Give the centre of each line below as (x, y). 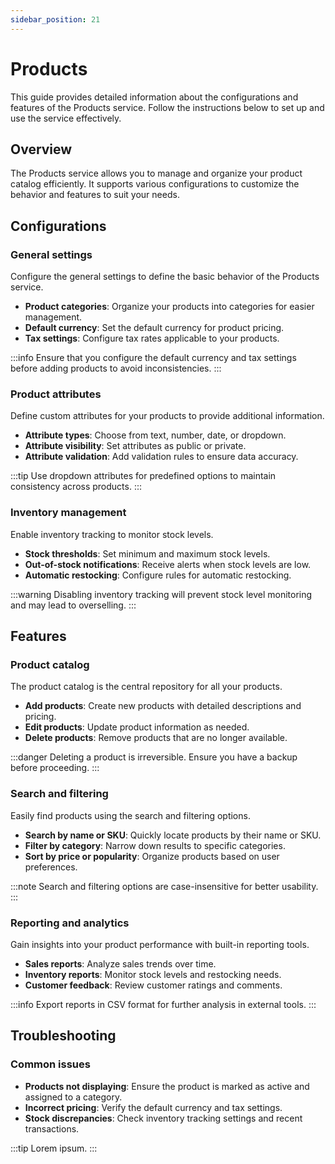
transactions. (52, 1128)
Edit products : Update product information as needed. (137, 727)
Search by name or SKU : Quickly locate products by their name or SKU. (173, 835)
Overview (41, 149)
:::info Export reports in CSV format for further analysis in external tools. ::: (163, 1004)
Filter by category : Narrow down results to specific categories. (155, 845)
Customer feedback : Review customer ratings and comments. (153, 985)
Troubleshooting (63, 1036)
